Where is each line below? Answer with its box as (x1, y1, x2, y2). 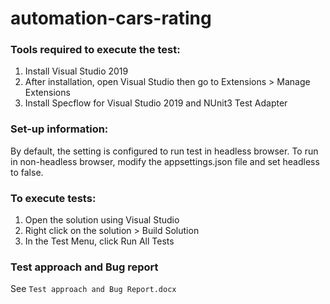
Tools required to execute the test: (10, 43, 181, 57)
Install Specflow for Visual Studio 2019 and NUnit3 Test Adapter (24, 97, 288, 109)
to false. (10, 166, 44, 178)
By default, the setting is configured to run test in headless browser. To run (10, 145, 319, 157)
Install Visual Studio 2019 (24, 65, 129, 77)
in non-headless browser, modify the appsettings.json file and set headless (10, 155, 320, 167)
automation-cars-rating (10, 7, 212, 30)
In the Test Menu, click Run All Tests (24, 235, 175, 247)
